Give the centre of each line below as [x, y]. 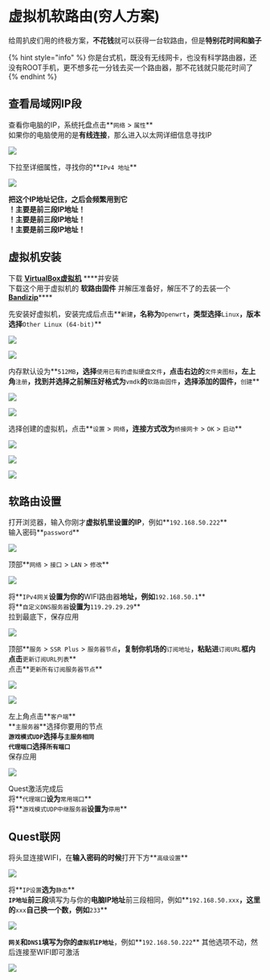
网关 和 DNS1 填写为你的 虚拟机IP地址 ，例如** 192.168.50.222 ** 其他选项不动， [130, 942]
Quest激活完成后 [36, 789]
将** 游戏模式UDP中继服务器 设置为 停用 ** [68, 809]
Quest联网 [35, 836]
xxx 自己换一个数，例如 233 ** [61, 910]
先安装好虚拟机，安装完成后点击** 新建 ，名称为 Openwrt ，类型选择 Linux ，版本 [135, 314]
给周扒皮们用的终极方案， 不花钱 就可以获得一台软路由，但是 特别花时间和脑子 [135, 40]
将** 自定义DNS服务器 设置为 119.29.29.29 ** [74, 607]
